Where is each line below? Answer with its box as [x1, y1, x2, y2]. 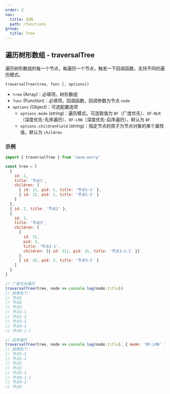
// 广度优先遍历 [5, 281, 35, 286]
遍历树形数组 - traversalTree [5, 51, 95, 60]
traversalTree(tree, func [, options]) [5, 81, 90, 86]
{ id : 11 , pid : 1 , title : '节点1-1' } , [18, 188, 102, 193]
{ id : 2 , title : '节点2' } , [10, 206, 67, 211]
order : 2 [5, 7, 24, 13]
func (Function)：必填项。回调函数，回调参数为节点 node [12, 97, 131, 104]
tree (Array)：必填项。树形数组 [12, 91, 78, 97]
